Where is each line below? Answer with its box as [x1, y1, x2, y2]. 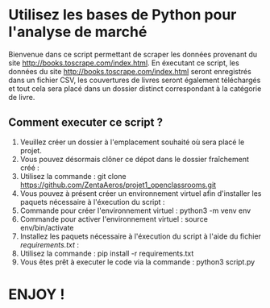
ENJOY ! [8, 285, 65, 303]
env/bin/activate [19, 223, 74, 232]
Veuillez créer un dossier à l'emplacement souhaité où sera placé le [19, 137, 245, 147]
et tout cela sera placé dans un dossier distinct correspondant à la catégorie [8, 83, 262, 94]
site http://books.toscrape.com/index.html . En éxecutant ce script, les [8, 58, 239, 68]
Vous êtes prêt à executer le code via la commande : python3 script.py [19, 256, 255, 267]
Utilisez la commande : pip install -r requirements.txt [19, 248, 194, 258]
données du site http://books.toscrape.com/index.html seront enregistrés [8, 66, 251, 76]
